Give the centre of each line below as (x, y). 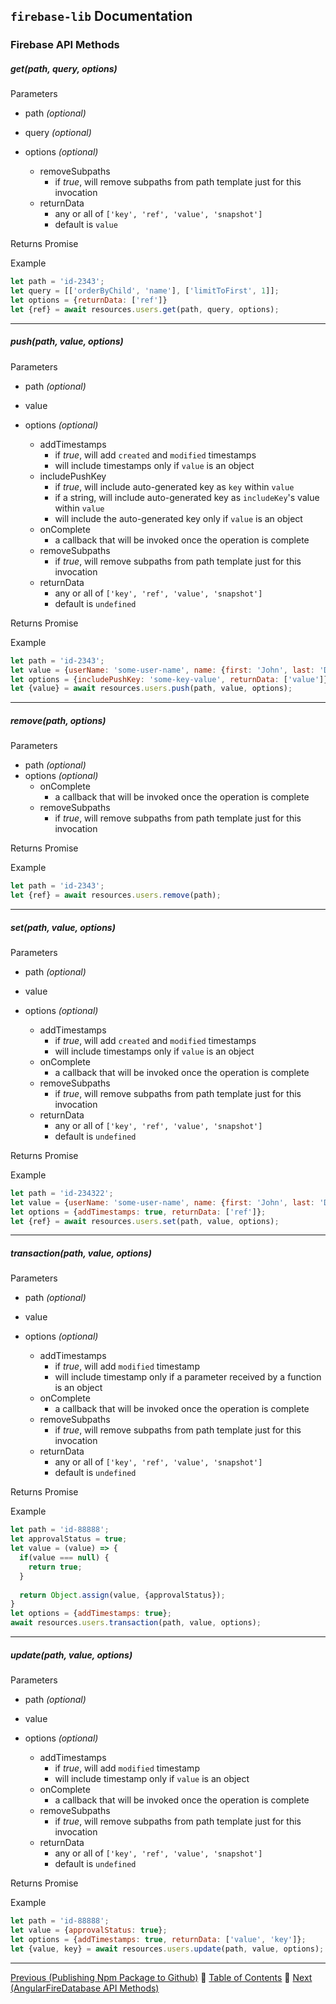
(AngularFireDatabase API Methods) (85, 1988)
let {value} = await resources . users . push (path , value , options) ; (151, 689)
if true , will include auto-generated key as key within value (174, 486)
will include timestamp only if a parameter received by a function (188, 1377)
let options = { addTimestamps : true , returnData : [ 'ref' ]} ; (138, 1212)
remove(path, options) (58, 720)
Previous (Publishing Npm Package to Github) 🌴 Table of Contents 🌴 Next (161, 1977)
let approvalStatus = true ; (69, 1539)
